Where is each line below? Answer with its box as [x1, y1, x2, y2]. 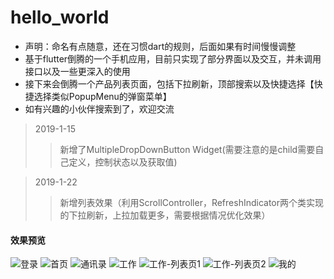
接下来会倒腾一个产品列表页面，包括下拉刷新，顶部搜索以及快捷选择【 [24, 77, 315, 90]
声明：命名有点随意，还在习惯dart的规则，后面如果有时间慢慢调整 [24, 40, 297, 52]
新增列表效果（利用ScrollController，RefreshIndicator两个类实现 [59, 196, 325, 208]
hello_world [10, 6, 110, 29]
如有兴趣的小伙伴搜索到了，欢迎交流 [24, 102, 175, 115]
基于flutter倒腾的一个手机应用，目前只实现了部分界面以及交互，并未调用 [24, 52, 322, 65]
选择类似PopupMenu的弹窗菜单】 [33, 90, 172, 102]
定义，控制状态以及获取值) [68, 156, 178, 168]
